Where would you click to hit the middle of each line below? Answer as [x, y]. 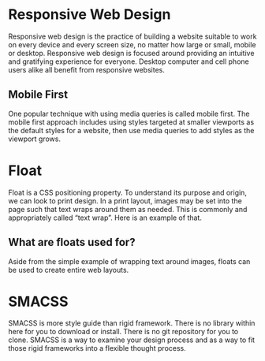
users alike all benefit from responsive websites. [87, 69]
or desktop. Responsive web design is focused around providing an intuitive [131, 53]
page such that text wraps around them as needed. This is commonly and [128, 209]
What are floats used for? [72, 242]
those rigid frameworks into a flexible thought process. [97, 348]
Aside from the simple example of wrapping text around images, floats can [129, 261]
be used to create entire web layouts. [69, 270]
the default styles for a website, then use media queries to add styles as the [131, 130]
